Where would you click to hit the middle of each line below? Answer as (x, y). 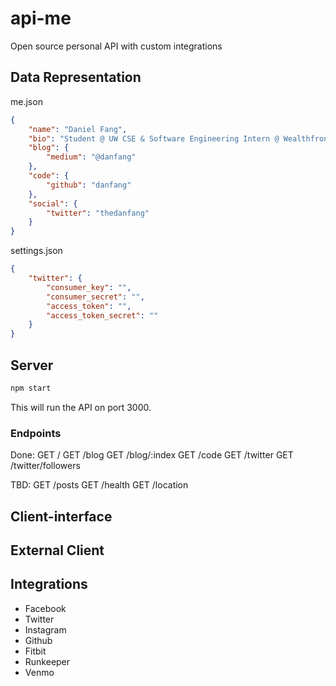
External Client (57, 550)
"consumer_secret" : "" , (95, 297)
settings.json (36, 251)
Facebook (45, 608)
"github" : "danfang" (89, 185)
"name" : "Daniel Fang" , (78, 129)
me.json (26, 101)
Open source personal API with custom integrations (116, 46)
